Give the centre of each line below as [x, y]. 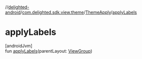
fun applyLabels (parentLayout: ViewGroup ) [49, 51]
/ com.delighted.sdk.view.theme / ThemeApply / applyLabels [79, 12]
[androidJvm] [19, 46]
